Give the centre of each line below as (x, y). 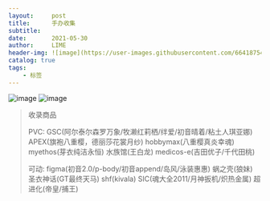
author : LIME (37, 46)
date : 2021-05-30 (48, 38)
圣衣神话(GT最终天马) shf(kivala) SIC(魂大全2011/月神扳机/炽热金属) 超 (144, 179)
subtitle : (25, 30)
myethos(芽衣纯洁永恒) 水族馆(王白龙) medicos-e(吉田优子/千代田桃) (141, 151)
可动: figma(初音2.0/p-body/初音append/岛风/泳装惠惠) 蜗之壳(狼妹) (140, 168)
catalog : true (32, 61)
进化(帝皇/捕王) (53, 188)
